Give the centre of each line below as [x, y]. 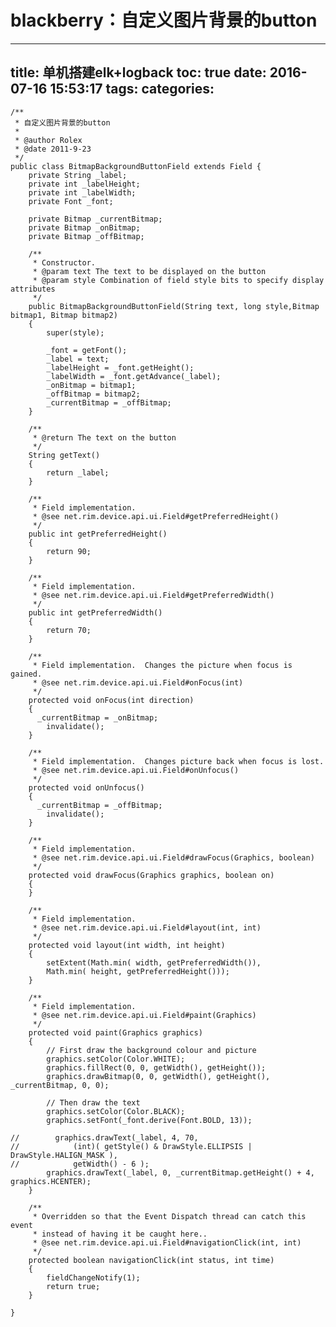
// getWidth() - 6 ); [80, 1164]
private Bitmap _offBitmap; [86, 236]
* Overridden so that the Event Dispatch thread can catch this [169, 1216]
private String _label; [78, 175]
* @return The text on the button [104, 437]
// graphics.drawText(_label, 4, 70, [104, 1137]
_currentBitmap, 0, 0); [60, 1085]
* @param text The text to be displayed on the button [149, 271]
